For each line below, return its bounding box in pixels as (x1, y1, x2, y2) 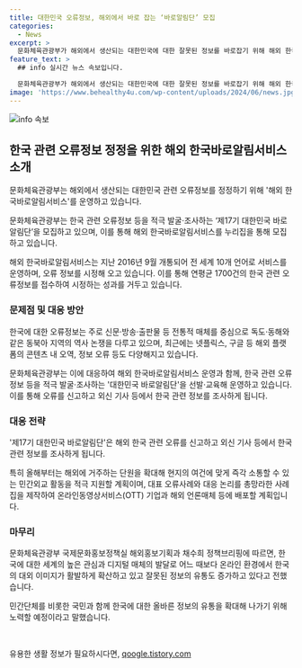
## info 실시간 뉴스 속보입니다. (17, 64, 124, 73)
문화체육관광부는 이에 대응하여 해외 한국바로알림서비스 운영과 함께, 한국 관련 (9, 368, 276, 379)
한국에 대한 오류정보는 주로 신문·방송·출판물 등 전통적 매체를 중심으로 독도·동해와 (9, 325, 290, 337)
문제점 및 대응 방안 (9, 304, 84, 316)
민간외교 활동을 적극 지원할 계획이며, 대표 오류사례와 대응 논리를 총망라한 (18, 478, 273, 490)
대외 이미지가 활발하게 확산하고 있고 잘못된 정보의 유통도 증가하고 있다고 (18, 570, 271, 581)
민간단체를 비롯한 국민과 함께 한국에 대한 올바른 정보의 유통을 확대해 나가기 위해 (9, 601, 288, 611)
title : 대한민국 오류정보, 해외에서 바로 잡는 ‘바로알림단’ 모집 (9, 13, 216, 22)
